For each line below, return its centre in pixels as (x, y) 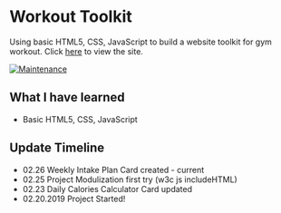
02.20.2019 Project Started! (74, 198)
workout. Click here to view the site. (76, 51)
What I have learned (67, 97)
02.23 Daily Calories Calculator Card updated (107, 189)
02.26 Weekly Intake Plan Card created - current (113, 169)
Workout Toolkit (71, 17)
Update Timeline (57, 148)
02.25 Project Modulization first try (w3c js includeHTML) (130, 179)
